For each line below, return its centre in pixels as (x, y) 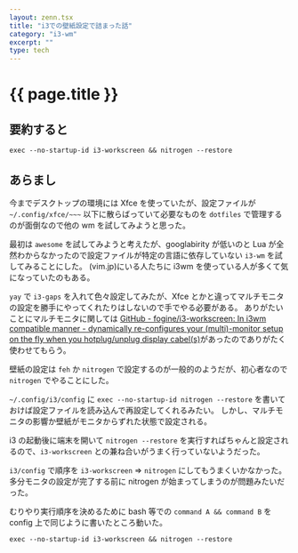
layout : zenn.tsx (41, 17)
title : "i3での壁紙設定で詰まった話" (71, 26)
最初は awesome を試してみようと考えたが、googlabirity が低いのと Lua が (143, 244)
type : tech (29, 51)
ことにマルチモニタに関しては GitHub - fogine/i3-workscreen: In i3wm (138, 318)
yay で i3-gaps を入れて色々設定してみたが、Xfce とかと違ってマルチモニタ (147, 296)
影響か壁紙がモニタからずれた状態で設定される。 (122, 421)
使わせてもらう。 (40, 350)
